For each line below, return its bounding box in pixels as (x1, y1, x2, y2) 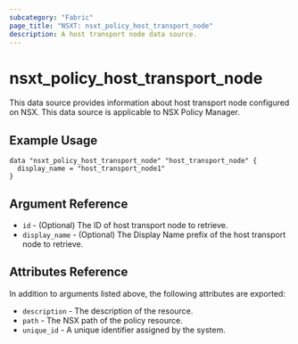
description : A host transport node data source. (9, 29, 198, 38)
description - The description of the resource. (21, 305, 194, 316)
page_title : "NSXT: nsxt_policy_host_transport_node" (9, 21, 214, 30)
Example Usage (9, 133, 98, 148)
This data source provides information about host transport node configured (9, 97, 290, 108)
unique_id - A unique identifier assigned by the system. (21, 324, 226, 335)
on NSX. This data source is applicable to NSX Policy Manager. (9, 107, 241, 118)
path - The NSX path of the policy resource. (21, 315, 183, 325)
